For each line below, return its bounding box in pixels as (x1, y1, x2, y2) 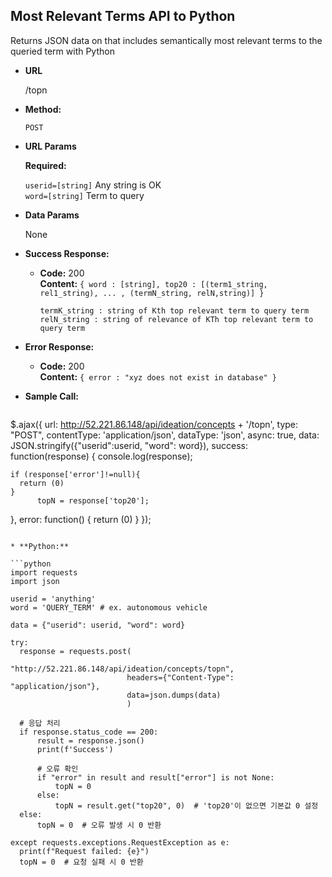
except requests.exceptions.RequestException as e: (10, 837, 230, 848)
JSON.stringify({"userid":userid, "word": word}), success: (10, 439, 248, 451)
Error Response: (24, 340, 95, 353)
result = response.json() (36, 735, 145, 746)
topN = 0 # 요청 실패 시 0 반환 (19, 857, 144, 867)
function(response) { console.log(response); (10, 450, 193, 462)
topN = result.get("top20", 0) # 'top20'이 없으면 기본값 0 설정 (54, 800, 319, 811)
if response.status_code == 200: (19, 727, 159, 737)
